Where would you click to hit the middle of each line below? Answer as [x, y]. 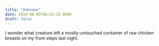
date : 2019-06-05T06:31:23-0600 [38, 14]
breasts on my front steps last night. [42, 38]
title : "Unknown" [23, 10]
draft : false [19, 19]
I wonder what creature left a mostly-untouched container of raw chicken [79, 33]
